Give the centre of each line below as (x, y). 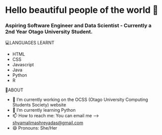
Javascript (23, 65)
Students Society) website (39, 105)
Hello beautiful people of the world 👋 (82, 10)
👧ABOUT (14, 90)
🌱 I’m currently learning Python (44, 110)
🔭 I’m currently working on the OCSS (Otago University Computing (80, 100)
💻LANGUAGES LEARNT (30, 43)
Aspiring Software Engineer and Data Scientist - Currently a (79, 26)
